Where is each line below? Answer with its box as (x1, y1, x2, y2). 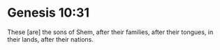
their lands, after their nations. (7, 35, 94, 43)
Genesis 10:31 (7, 5, 89, 21)
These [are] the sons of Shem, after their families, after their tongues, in (7, 28, 214, 36)
